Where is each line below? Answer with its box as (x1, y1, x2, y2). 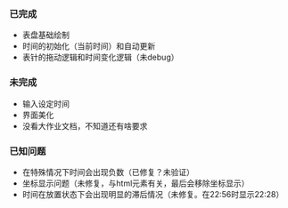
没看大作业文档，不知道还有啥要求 (21, 120, 148, 131)
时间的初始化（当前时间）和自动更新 (21, 41, 156, 52)
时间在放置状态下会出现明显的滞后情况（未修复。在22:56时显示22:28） (21, 188, 284, 199)
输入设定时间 (21, 98, 70, 108)
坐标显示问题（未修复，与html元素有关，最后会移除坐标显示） (21, 178, 250, 188)
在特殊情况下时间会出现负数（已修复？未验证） (21, 166, 194, 177)
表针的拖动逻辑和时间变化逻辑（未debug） (21, 52, 179, 63)
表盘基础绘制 (21, 29, 70, 41)
